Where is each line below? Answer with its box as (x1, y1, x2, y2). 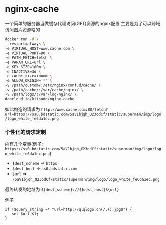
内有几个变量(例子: (5, 141, 43, 147)
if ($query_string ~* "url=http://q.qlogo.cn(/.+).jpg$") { (5, 207, 133, 212)
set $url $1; (11, 211, 39, 217)
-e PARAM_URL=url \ (5, 60, 46, 65)
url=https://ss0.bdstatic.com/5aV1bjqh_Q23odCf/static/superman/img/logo (5, 112, 162, 117)
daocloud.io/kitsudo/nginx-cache (5, 97, 75, 102)
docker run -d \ (5, 36, 39, 42)
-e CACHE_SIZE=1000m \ (5, 74, 52, 78)
